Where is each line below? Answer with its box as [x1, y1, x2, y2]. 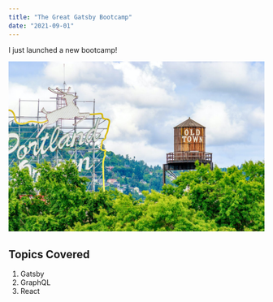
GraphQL [19, 277, 51, 287]
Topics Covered [8, 248, 90, 261]
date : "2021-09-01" [8, 21, 75, 30]
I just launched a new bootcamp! [8, 45, 118, 54]
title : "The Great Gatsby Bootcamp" [8, 13, 132, 21]
